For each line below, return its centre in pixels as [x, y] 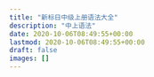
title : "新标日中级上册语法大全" [64, 17]
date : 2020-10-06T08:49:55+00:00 [71, 34]
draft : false [33, 50]
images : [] [29, 58]
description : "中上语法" [53, 26]
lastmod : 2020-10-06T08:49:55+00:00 [77, 42]
